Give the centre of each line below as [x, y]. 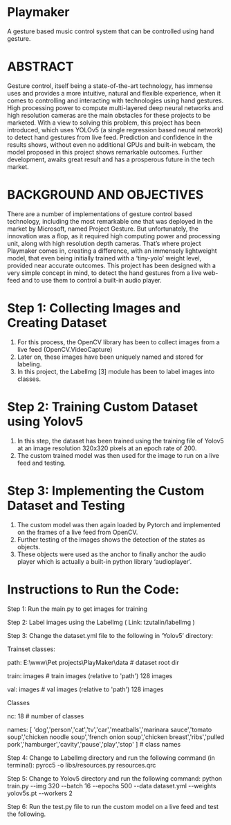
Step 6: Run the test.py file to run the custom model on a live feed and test [113, 806]
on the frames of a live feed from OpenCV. [77, 532]
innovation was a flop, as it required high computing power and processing [114, 236]
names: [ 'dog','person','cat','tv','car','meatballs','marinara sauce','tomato [110, 729]
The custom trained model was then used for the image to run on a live [118, 455]
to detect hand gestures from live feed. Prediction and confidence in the [110, 137]
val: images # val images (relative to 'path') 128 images [85, 689]
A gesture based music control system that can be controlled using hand [111, 31]
